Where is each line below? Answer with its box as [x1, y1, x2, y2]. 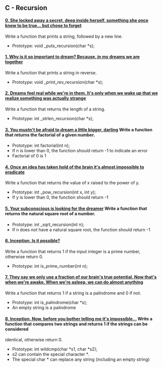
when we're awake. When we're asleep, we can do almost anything [5, 279, 144, 285]
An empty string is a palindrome [12, 305, 76, 311]
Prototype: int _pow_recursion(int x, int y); [12, 189, 96, 195]
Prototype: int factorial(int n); [12, 143, 70, 148]
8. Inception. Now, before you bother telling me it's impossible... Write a [5, 316, 153, 321]
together [5, 59, 23, 65]
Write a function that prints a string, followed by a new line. [5, 33, 123, 39]
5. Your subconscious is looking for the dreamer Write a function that [5, 206, 147, 211]
